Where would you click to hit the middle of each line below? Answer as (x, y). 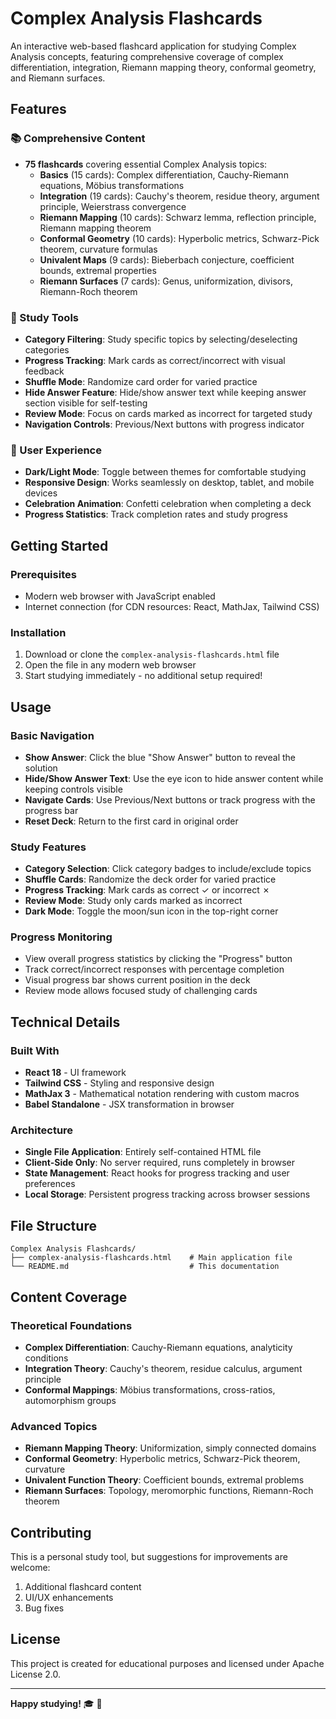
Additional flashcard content (83, 1587)
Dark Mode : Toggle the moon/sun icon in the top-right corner (151, 911)
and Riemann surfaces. (58, 78)
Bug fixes (44, 1608)
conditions (46, 1358)
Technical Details (65, 1022)
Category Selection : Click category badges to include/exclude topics (168, 869)
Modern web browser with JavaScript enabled (120, 596)
